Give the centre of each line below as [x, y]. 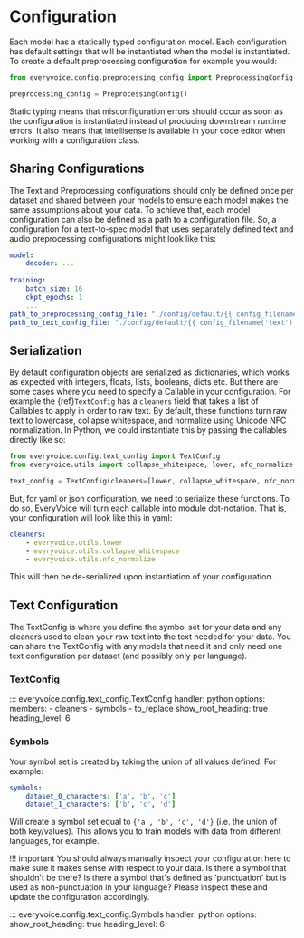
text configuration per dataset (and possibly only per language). [128, 656]
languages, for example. [54, 841]
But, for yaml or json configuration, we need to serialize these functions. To [149, 498]
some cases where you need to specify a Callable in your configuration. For [150, 392]
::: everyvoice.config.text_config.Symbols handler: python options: [133, 914]
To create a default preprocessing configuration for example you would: [143, 61]
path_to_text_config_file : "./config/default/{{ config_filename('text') [152, 322]
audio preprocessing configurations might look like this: [113, 238]
